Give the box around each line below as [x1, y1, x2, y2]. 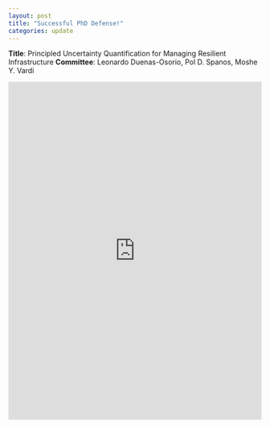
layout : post [8, 11, 52, 20]
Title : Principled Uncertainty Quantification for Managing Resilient [8, 49, 227, 59]
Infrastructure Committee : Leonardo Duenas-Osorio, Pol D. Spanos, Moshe [8, 57, 258, 67]
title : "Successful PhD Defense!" [8, 19, 125, 27]
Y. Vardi [8, 66, 35, 76]
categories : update [8, 27, 74, 35]
